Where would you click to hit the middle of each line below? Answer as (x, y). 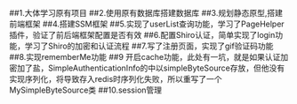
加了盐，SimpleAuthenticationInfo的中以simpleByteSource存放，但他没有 (151, 68)
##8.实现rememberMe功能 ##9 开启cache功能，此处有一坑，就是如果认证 (145, 57)
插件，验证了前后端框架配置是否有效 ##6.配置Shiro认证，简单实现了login (142, 35)
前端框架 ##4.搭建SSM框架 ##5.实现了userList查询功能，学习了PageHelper (147, 24)
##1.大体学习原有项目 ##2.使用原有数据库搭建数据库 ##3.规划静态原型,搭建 (146, 13)
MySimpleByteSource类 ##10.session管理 (86, 90)
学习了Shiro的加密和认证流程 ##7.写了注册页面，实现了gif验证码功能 (149, 46)
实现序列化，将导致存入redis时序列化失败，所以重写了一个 (116, 79)
